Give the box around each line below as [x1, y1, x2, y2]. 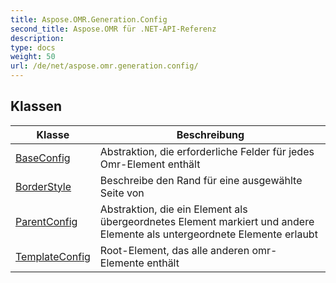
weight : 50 [10, 52, 56, 62]
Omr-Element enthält [99, 157, 201, 171]
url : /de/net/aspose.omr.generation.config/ [10, 61, 199, 71]
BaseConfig [15, 151, 71, 165]
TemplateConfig [15, 249, 91, 263]
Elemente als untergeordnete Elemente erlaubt [99, 227, 318, 241]
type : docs [10, 42, 56, 53]
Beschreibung [176, 127, 245, 141]
